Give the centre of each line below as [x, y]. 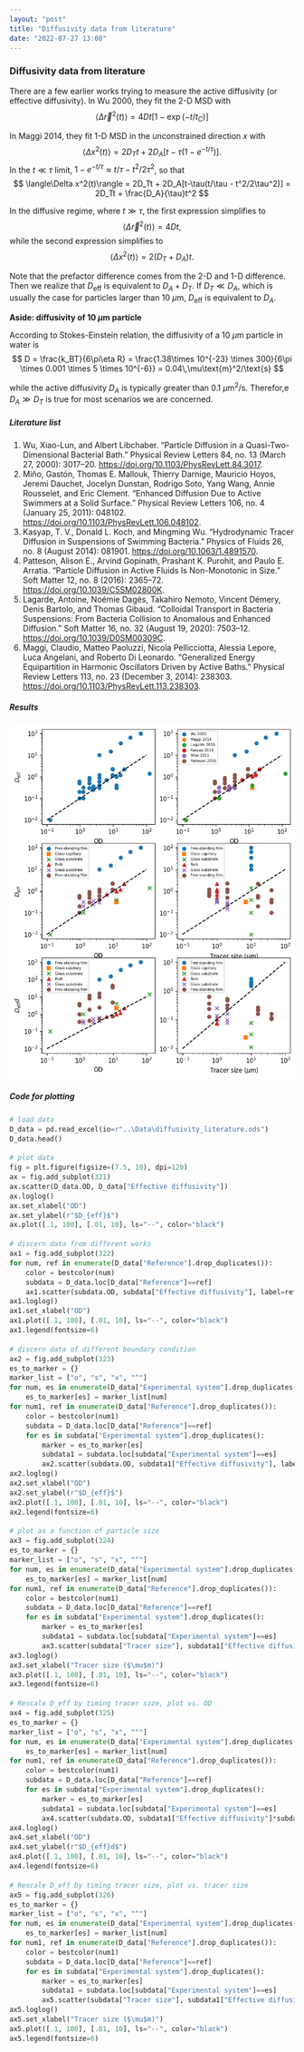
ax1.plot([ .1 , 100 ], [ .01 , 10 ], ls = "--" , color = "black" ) [119, 1321]
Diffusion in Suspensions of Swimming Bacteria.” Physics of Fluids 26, [153, 542]
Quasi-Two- [267, 446]
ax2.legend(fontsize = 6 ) [54, 1512]
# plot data [32, 1158]
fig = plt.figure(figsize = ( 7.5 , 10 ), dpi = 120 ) [99, 1168]
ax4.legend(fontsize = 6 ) [54, 1866]
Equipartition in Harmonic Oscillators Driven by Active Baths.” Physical [153, 667]
